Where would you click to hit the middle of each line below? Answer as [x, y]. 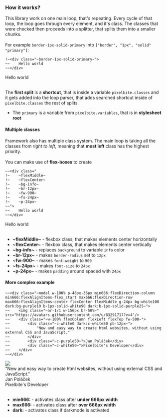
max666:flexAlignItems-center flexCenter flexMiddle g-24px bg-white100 [82, 301]
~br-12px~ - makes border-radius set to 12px [59, 255]
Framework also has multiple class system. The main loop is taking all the [81, 140]
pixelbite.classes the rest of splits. [42, 103]
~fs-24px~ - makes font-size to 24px [51, 265]
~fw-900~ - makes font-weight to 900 [52, 260]
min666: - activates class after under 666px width [65, 399]
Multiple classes [22, 129]
